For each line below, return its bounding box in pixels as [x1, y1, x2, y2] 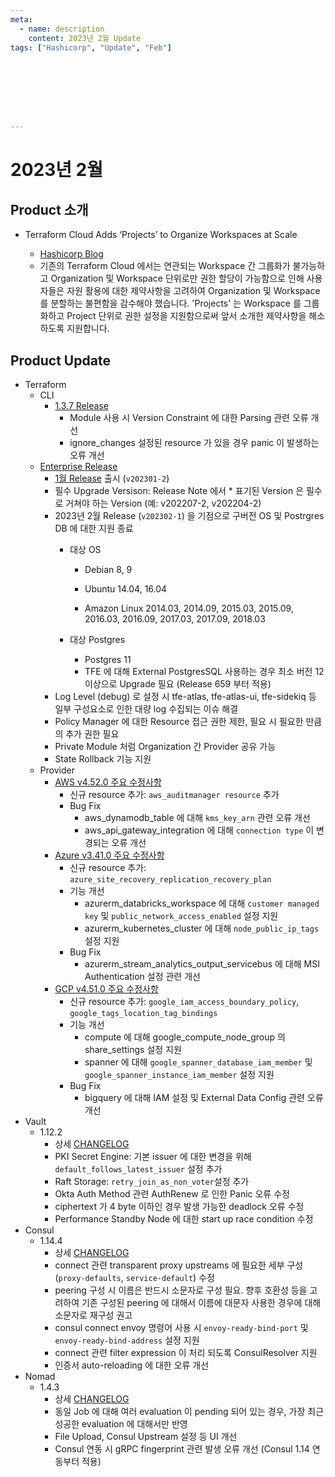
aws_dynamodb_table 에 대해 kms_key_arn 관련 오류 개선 [84, 812, 311, 824]
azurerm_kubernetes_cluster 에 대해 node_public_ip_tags [84, 922, 320, 935]
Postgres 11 [84, 654, 132, 666]
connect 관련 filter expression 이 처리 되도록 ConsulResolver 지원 [54, 1347, 318, 1359]
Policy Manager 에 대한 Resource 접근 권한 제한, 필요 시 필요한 [54, 716, 304, 728]
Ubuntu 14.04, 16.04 [84, 583, 168, 595]
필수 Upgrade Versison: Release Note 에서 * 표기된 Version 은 [54, 485, 305, 497]
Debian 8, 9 [84, 564, 133, 576]
